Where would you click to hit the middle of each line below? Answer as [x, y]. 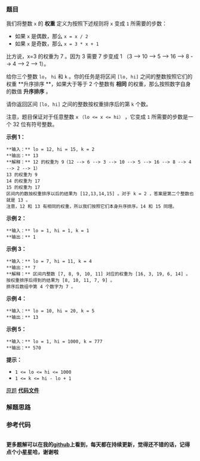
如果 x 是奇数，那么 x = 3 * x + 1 [57, 44]
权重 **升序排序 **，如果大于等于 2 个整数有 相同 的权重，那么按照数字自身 [99, 84]
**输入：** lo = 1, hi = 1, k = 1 [48, 231]
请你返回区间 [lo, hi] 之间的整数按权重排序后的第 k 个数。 [79, 104]
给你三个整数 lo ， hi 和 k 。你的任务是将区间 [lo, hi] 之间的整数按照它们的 [99, 76]
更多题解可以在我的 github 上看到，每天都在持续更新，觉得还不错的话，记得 [98, 444]
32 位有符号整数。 [35, 124]
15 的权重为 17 [23, 188]
